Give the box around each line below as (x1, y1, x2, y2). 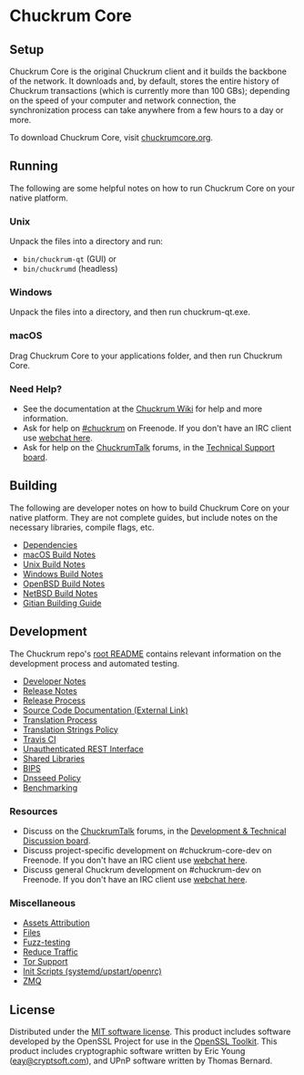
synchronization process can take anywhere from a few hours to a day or (9, 105, 284, 115)
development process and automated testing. (9, 657, 180, 668)
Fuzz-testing (22, 936, 71, 948)
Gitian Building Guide (22, 597, 102, 608)
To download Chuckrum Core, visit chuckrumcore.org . (9, 132, 214, 142)
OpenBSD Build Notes (22, 578, 106, 589)
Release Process (22, 695, 86, 706)
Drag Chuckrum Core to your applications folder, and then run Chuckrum (9, 350, 283, 361)
